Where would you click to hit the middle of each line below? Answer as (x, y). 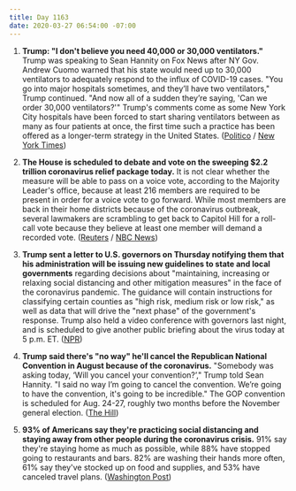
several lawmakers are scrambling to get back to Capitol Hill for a (140, 219)
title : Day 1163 (39, 17)
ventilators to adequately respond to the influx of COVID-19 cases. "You (152, 79)
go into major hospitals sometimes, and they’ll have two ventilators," (146, 88)
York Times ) (44, 145)
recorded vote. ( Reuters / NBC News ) (90, 237)
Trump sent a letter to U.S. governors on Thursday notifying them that (153, 254)
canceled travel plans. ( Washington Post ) (97, 476)
